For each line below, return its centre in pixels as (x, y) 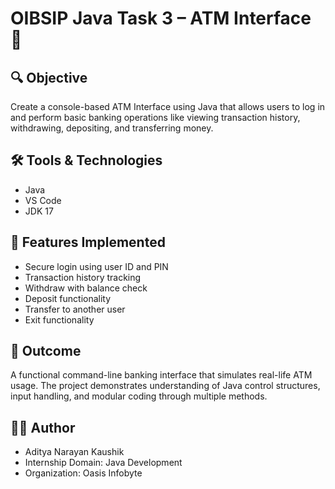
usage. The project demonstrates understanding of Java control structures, (165, 386)
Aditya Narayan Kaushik (74, 452)
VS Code (43, 200)
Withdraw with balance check (86, 288)
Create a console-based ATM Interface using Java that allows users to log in (168, 106)
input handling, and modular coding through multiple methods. (139, 396)
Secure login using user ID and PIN (96, 266)
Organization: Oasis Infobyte (83, 473)
